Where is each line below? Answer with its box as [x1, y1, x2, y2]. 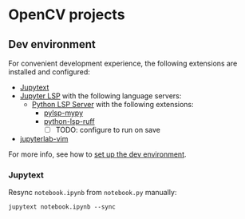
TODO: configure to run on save [55, 125, 161, 134]
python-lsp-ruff [43, 117, 95, 125]
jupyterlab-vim [19, 134, 69, 144]
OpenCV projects [8, 6, 125, 24]
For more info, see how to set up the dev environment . [8, 149, 187, 159]
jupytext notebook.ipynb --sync [8, 203, 116, 211]
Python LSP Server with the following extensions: [31, 100, 194, 109]
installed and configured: [8, 67, 90, 77]
